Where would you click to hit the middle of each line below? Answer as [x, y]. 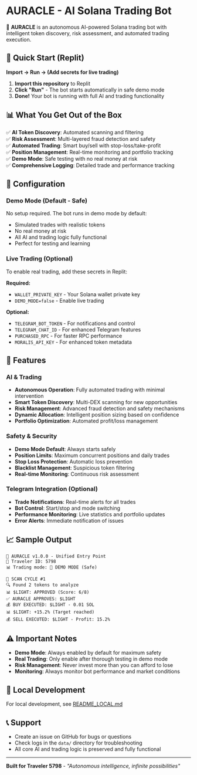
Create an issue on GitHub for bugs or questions [73, 737]
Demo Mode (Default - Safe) [47, 201]
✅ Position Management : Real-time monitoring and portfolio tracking [90, 152]
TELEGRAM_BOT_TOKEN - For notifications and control [75, 323]
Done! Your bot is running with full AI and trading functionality [89, 96]
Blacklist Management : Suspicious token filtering [74, 468]
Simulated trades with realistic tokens [60, 225]
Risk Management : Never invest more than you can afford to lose [94, 665]
